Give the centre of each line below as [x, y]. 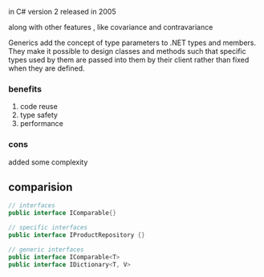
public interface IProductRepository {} [77, 235]
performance [42, 124]
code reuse [39, 107]
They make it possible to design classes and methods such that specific [127, 51]
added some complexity [48, 162]
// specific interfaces [48, 228]
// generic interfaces [46, 249]
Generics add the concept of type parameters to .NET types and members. [132, 43]
